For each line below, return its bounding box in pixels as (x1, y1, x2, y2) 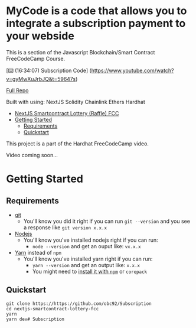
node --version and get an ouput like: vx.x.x (32, 242, 141, 249)
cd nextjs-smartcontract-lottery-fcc (6, 306, 99, 311)
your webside (6, 30, 75, 43)
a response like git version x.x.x (23, 223, 107, 231)
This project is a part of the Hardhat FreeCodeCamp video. (6, 140, 149, 147)
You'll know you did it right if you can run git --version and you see (23, 217, 191, 225)
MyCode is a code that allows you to (6, 4, 187, 18)
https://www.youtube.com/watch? (91, 67, 174, 74)
